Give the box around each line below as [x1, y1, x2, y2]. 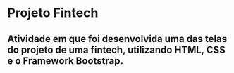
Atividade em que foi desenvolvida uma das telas [7, 33, 228, 45]
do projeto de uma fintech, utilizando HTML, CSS [7, 44, 226, 55]
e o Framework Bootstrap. [7, 55, 123, 67]
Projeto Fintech [7, 5, 99, 21]
